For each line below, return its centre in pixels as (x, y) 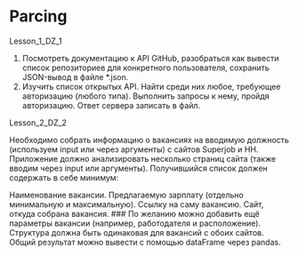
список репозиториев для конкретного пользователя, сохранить (145, 68)
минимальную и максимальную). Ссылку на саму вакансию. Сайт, (137, 204)
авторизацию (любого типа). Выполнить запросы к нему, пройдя (145, 96)
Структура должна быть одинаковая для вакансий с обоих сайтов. (137, 232)
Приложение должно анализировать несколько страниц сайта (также (143, 158)
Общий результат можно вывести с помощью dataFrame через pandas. (145, 242)
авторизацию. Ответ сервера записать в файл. (111, 105)
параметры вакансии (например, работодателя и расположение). (135, 223)
